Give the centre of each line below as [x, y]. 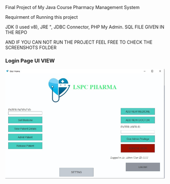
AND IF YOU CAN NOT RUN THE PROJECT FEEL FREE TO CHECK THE [79, 42]
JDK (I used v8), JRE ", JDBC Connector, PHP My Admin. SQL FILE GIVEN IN [85, 27]
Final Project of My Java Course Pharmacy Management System [73, 7]
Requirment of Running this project [42, 17]
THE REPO [16, 32]
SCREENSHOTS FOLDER [31, 47]
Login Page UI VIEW [30, 60]
